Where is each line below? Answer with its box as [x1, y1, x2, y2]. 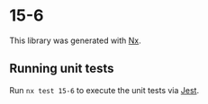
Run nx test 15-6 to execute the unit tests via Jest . [9, 84, 200, 95]
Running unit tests [9, 61, 114, 76]
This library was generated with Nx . [9, 35, 141, 46]
